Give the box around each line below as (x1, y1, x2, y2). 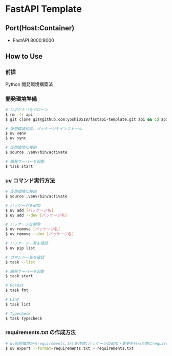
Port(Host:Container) (5, 24, 75, 32)
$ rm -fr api (5, 112, 33, 117)
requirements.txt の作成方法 (5, 329, 76, 336)
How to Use (5, 52, 43, 61)
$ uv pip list (5, 245, 36, 251)
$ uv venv (5, 131, 27, 136)
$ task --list (5, 259, 36, 265)
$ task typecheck (5, 316, 42, 321)
